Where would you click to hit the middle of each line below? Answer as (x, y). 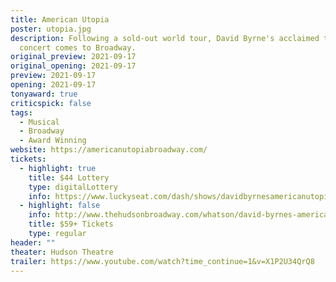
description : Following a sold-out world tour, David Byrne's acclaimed (165, 38)
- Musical (39, 122)
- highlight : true (58, 168)
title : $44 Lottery (69, 177)
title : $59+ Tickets (71, 224)
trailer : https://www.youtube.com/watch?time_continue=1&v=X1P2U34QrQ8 (162, 261)
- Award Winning (53, 141)
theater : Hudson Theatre (62, 252)
